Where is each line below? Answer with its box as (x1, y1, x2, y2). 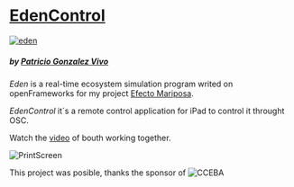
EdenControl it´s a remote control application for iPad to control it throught (9, 105, 285, 116)
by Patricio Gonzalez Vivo (9, 56, 109, 67)
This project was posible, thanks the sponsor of (9, 167, 187, 178)
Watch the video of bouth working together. (9, 132, 171, 143)
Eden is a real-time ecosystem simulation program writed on (9, 78, 234, 89)
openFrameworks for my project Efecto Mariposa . (9, 87, 194, 99)
